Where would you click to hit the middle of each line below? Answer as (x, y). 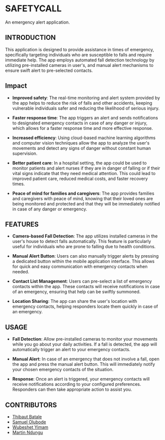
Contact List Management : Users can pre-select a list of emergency (82, 281)
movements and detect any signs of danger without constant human (82, 148)
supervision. (25, 153)
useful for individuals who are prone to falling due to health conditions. (84, 247)
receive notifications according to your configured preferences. (77, 384)
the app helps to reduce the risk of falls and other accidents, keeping (82, 103)
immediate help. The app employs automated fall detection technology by (80, 60)
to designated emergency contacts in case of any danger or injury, (80, 123)
